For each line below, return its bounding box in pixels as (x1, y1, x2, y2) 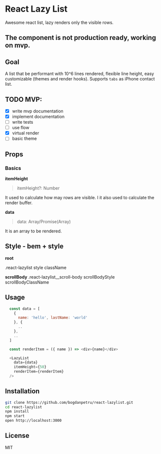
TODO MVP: (5, 95, 42, 103)
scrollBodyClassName (5, 279, 49, 285)
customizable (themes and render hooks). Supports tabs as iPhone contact (5, 76, 155, 82)
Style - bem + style (5, 242, 64, 250)
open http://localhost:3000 (5, 418, 62, 423)
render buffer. (5, 200, 33, 206)
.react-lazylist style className (5, 265, 67, 270)
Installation (5, 387, 40, 396)
